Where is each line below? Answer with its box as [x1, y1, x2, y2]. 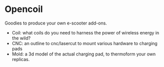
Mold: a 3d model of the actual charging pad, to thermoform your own [11, 51, 156, 57]
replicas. [11, 56, 30, 62]
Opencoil [4, 3, 43, 15]
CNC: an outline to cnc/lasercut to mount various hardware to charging [11, 40, 158, 46]
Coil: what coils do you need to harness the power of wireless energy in [11, 29, 160, 35]
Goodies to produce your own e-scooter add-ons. [4, 20, 107, 26]
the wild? [11, 35, 31, 41]
